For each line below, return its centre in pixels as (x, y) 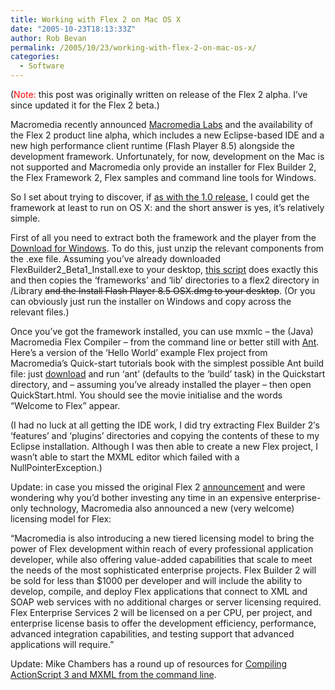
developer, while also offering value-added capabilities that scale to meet (161, 559)
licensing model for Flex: (61, 519)
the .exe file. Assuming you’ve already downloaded (115, 259)
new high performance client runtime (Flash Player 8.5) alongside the (152, 145)
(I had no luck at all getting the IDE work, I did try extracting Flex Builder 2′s (165, 425)
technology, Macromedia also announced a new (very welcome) (162, 508)
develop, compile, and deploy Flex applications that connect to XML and (159, 591)
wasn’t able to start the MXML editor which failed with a (125, 457)
